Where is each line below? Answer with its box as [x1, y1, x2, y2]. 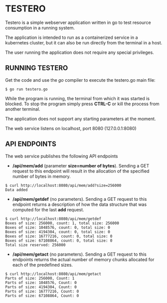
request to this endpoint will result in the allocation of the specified [12, 168, 150, 174]
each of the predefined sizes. [12, 262, 73, 268]
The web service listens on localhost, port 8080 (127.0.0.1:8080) [5, 125, 137, 131]
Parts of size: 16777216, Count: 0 [5, 289, 79, 294]
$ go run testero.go [5, 87, 48, 92]
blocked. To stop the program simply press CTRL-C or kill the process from [5, 101, 160, 107]
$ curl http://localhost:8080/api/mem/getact [5, 271, 101, 277]
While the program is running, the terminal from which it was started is [5, 95, 150, 101]
